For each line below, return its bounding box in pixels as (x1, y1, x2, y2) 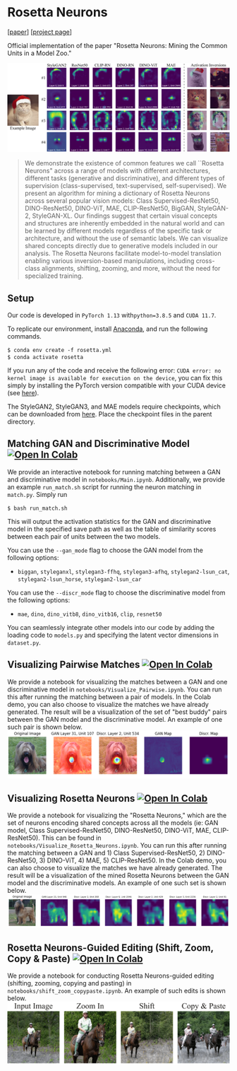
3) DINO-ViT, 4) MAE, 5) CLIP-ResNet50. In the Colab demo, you (39, 856, 227, 865)
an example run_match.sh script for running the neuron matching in (7, 482, 202, 491)
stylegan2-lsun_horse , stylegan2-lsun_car (17, 574, 142, 583)
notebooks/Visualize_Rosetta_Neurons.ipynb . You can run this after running (7, 841, 227, 850)
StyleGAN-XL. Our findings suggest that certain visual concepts (32, 211, 217, 220)
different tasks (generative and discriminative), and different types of (24, 174, 225, 182)
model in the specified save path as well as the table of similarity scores (7, 525, 217, 533)
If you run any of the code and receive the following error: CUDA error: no (7, 366, 221, 375)
